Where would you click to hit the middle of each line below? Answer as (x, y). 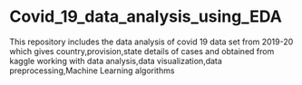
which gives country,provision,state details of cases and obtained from (142, 51)
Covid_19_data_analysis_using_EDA (146, 17)
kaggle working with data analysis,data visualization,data (116, 61)
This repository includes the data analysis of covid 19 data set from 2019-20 (151, 42)
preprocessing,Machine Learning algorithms (92, 71)
